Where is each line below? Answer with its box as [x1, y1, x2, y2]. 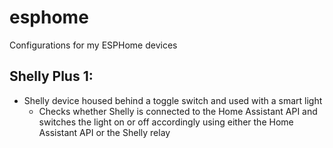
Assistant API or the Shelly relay [38, 126, 171, 138]
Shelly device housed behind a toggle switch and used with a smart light [23, 94, 323, 106]
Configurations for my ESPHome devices [9, 39, 178, 51]
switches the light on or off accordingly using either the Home [38, 116, 294, 128]
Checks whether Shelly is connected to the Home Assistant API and [38, 105, 318, 117]
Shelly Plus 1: [9, 68, 94, 85]
